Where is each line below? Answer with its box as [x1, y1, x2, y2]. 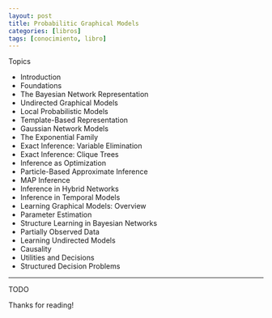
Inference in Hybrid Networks [19, 184, 119, 194]
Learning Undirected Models [19, 235, 116, 245]
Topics [8, 57, 31, 66]
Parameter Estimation [19, 210, 92, 219]
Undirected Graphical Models [19, 98, 119, 108]
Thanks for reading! [8, 300, 74, 310]
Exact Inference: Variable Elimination [19, 141, 142, 151]
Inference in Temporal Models [19, 193, 121, 202]
